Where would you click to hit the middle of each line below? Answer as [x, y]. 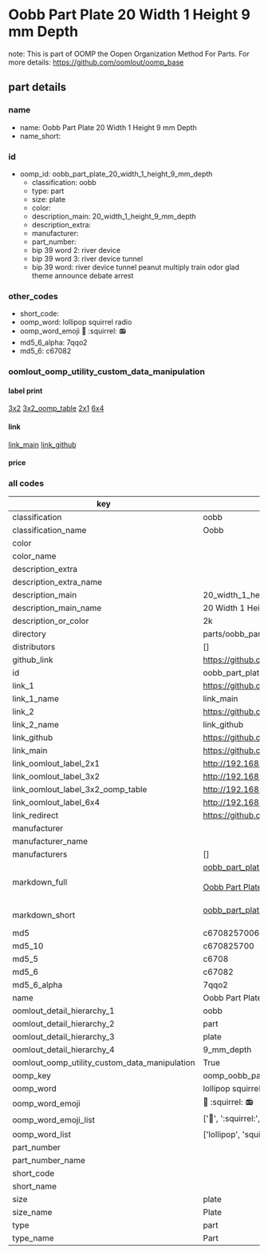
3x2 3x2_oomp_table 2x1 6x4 [56, 408]
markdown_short [44, 915]
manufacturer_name [50, 842]
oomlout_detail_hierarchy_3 [63, 1037]
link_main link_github [43, 444]
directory [29, 634]
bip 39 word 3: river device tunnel [87, 258]
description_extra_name [57, 582]
